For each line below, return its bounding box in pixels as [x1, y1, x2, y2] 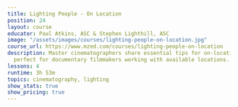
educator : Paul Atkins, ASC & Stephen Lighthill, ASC [7, 30, 170, 37]
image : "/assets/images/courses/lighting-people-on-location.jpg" [7, 37, 208, 44]
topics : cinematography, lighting [7, 75, 110, 83]
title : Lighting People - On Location [7, 10, 122, 18]
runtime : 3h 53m [7, 69, 55, 76]
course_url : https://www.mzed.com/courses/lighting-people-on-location [7, 43, 223, 50]
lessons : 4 [7, 63, 40, 70]
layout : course [7, 23, 52, 30]
